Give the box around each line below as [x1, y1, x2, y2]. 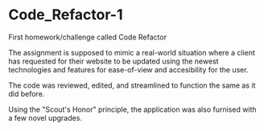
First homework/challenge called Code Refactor [8, 32, 167, 42]
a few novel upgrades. [8, 113, 83, 122]
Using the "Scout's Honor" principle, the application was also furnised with [8, 104, 257, 114]
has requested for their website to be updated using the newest [8, 56, 219, 66]
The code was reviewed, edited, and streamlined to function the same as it [8, 80, 256, 90]
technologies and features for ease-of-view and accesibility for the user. [8, 64, 249, 74]
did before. [8, 88, 45, 98]
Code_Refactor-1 [8, 6, 123, 24]
